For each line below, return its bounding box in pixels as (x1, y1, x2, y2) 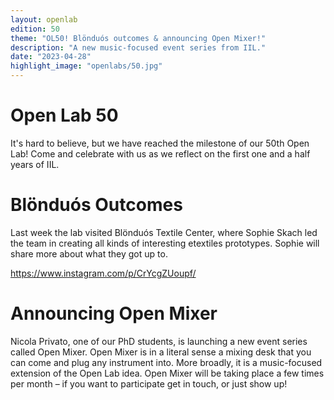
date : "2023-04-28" (10, 52, 92, 62)
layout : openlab (10, 14, 78, 25)
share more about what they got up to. (10, 247, 168, 260)
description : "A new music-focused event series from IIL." (10, 42, 267, 53)
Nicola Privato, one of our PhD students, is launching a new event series (10, 335, 308, 347)
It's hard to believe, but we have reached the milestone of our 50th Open (10, 137, 310, 149)
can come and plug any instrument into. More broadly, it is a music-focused (10, 356, 323, 368)
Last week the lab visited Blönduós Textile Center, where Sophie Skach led (10, 226, 318, 238)
